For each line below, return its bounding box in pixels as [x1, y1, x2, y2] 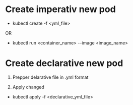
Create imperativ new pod [5, 4, 116, 15]
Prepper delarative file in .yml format [12, 74, 89, 80]
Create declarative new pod [5, 58, 123, 69]
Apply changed [12, 84, 44, 90]
